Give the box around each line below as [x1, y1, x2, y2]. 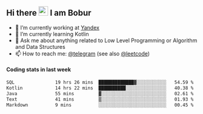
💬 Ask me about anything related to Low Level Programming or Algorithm [15, 37, 198, 44]
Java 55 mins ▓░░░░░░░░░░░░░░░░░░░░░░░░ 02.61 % [6, 90, 194, 97]
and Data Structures [15, 43, 65, 50]
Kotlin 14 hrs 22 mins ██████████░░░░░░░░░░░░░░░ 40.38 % [6, 85, 194, 91]
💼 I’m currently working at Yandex [15, 24, 100, 31]
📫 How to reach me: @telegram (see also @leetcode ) [15, 49, 150, 57]
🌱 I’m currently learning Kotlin [15, 30, 89, 37]
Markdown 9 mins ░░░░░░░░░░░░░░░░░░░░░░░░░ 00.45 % [6, 102, 194, 108]
